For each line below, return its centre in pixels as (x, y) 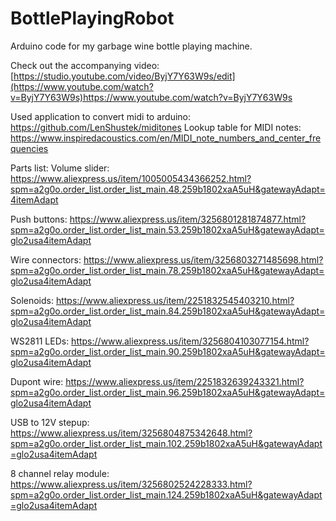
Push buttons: (39, 219)
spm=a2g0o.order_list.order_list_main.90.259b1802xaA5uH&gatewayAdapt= (168, 351)
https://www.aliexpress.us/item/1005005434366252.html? (131, 178)
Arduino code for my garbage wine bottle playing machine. (131, 46)
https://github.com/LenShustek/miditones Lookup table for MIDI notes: (156, 127)
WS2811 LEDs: (40, 341)
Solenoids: (32, 300)
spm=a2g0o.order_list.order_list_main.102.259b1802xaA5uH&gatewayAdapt (166, 443)
